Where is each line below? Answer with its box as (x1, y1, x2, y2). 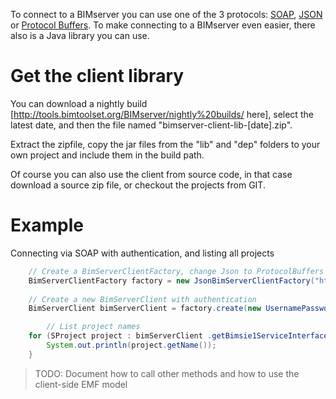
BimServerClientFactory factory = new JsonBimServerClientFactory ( (28, 275, 315, 286)
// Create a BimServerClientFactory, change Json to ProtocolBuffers (28, 266, 325, 276)
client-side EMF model (34, 378, 128, 390)
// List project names (46, 322, 141, 332)
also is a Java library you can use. (10, 30, 150, 41)
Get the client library (10, 65, 185, 88)
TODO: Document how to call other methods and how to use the (34, 367, 300, 379)
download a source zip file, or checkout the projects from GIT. (10, 179, 266, 191)
